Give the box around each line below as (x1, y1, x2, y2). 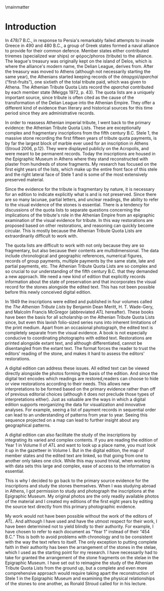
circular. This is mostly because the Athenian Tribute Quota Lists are (5, 227, 143, 234)
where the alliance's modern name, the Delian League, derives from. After (5, 63, 154, 69)
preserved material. (5, 176, 44, 182)
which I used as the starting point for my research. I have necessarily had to (5, 549, 158, 555)
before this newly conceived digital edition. (5, 289, 92, 295)
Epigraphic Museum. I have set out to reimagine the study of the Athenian (5, 560, 153, 566)
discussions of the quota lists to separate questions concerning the (5, 207, 141, 213)
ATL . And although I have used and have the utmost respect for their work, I (5, 518, 158, 524)
